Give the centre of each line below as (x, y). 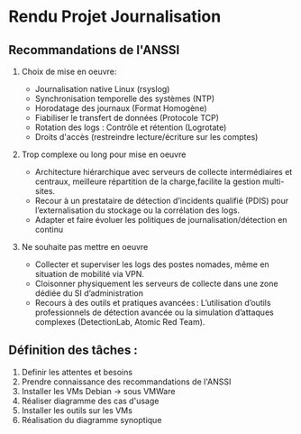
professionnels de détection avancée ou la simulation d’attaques (154, 312)
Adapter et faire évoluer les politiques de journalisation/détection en (161, 220)
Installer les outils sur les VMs (77, 410)
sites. (45, 191)
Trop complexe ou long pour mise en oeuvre (104, 154)
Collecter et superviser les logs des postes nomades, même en (152, 264)
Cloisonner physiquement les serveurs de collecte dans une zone (156, 283)
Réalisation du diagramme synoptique (91, 420)
